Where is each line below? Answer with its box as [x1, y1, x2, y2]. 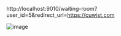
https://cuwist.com [67, 11, 115, 19]
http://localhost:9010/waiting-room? [6, 5, 98, 12]
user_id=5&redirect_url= [6, 11, 68, 19]
